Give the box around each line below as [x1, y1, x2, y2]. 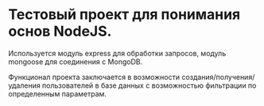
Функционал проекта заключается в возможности [8, 72, 181, 81]
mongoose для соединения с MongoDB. [8, 57, 143, 66]
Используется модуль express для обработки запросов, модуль [8, 48, 227, 58]
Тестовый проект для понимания [8, 6, 241, 24]
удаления [8, 81, 41, 90]
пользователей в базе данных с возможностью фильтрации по [42, 81, 257, 90]
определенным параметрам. [8, 89, 107, 98]
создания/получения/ [181, 72, 255, 81]
